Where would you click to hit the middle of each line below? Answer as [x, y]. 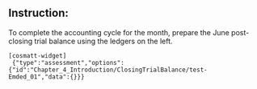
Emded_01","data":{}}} [46, 77]
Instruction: [38, 13]
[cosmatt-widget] [38, 55]
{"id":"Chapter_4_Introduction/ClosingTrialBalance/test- [108, 70]
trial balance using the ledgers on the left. [103, 41]
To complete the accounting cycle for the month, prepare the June [119, 32]
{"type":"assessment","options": [68, 63]
